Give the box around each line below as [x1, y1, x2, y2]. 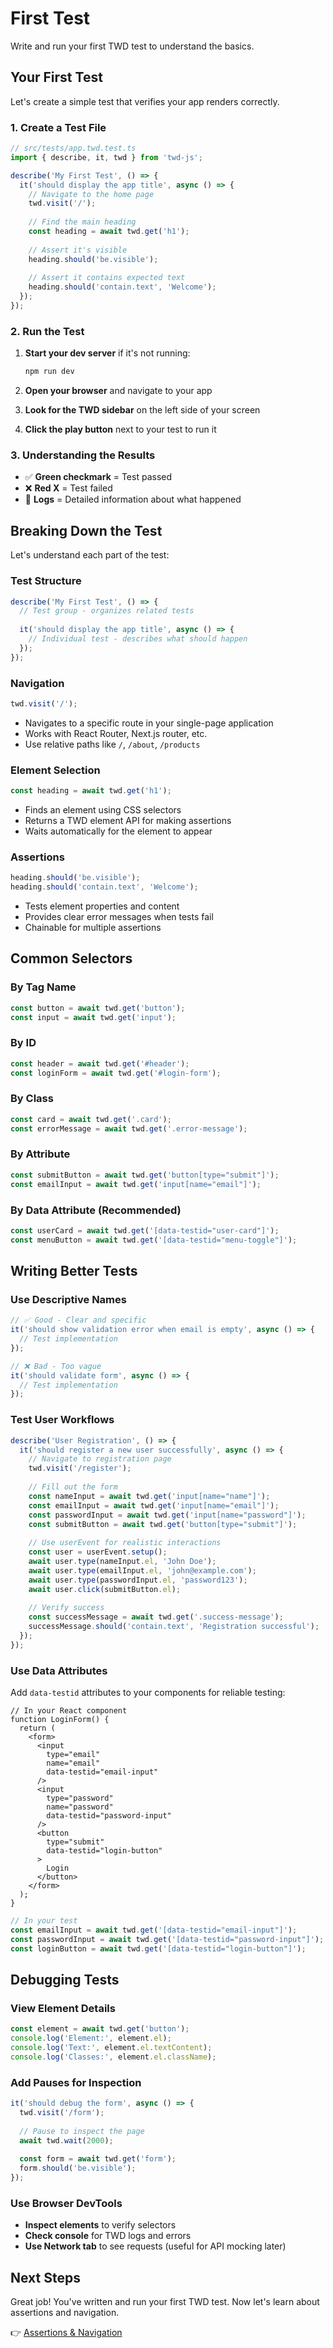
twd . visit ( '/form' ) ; [19, 2107, 105, 2117]
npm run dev [24, 367, 75, 377]
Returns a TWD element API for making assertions [24, 814, 232, 826]
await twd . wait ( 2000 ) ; [19, 2135, 114, 2146]
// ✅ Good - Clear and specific [10, 1315, 147, 1326]
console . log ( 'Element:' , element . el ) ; [10, 2033, 172, 2044]
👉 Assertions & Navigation [10, 2327, 123, 2339]
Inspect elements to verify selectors [24, 2219, 177, 2231]
